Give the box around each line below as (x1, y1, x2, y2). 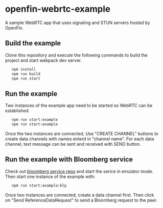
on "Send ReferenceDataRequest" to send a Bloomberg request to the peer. (5, 197, 158, 203)
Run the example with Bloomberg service (5, 156, 133, 164)
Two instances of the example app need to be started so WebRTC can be (5, 103, 153, 108)
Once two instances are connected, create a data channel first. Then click (5, 192, 154, 198)
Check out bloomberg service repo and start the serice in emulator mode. (5, 168, 154, 174)
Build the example (5, 39, 61, 48)
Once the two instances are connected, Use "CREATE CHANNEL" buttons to (5, 130, 159, 136)
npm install (11, 67, 36, 72)
